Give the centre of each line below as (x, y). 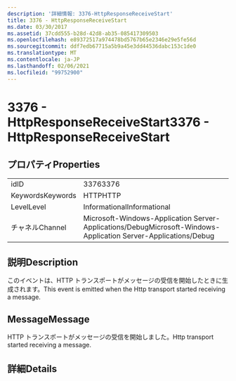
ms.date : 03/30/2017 (38, 27)
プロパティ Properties (54, 165)
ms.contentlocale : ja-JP (44, 60)
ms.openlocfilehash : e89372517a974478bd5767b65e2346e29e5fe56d (102, 40)
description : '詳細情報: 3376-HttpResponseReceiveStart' (90, 14)
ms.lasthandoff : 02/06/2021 (48, 66)
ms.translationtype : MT (42, 53)
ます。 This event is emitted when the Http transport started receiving (126, 289)
